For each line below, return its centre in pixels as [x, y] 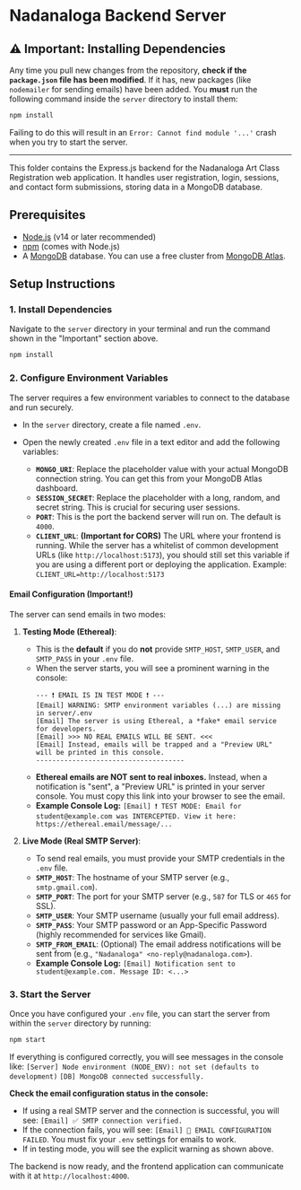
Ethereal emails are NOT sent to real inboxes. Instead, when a [151, 776]
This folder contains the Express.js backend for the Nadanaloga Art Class [145, 168]
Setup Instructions [62, 284]
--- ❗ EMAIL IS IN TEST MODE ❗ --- [100, 695]
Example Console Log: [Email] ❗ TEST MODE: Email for [138, 805]
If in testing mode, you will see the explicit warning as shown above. [148, 1149]
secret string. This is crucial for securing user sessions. [138, 507]
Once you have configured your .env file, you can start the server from [140, 1014]
